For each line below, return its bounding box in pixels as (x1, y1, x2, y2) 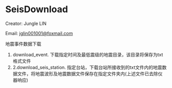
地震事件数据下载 (5, 41, 41, 47)
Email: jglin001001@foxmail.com (5, 30, 73, 36)
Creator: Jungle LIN (5, 20, 47, 26)
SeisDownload (5, 4, 68, 15)
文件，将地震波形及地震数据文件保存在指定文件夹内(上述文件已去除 (17, 70, 158, 77)
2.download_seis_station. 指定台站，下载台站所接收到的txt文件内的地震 (12, 64, 162, 70)
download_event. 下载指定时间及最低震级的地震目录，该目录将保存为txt (12, 51, 163, 57)
